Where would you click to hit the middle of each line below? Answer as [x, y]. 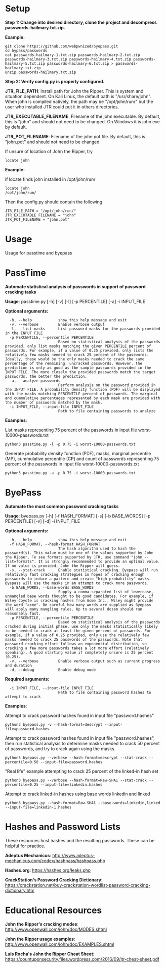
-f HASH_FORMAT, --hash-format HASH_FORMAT [55, 544]
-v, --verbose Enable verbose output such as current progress [85, 661]
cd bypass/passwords [26, 51]
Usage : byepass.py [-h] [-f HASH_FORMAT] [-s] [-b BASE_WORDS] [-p [78, 516]
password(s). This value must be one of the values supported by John [79, 553]
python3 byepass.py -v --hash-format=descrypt [54, 724]
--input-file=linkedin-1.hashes [38, 807]
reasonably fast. [23, 613]
